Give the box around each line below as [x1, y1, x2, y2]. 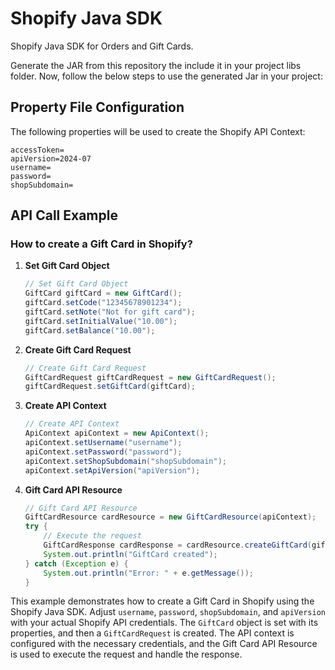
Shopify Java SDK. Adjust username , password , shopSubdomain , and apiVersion [10, 606, 326, 618]
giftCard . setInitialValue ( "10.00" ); [24, 316, 178, 326]
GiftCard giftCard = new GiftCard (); [24, 288, 183, 299]
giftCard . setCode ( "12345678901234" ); [24, 298, 183, 308]
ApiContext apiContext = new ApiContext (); [24, 428, 210, 439]
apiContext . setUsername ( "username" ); [24, 438, 183, 448]
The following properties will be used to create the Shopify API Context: [10, 125, 306, 137]
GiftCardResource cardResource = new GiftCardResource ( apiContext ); [24, 512, 317, 522]
